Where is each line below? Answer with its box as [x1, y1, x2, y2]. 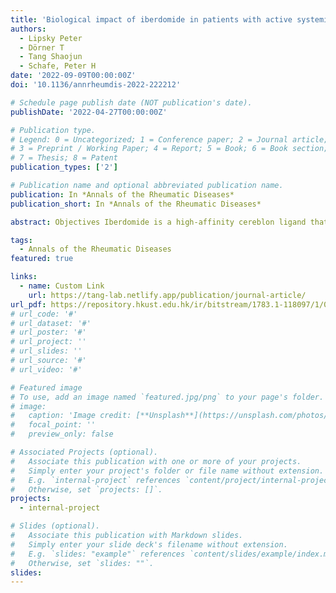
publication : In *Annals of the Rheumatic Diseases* [10, 189, 235, 200]
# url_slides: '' [10, 346, 83, 356]
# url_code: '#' [10, 309, 78, 319]
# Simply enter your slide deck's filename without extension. [10, 539, 288, 550]
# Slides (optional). [10, 521, 101, 531]
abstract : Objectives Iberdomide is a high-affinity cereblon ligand [10, 217, 307, 227]
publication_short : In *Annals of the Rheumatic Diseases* [10, 199, 262, 209]
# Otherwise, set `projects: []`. [10, 484, 163, 495]
